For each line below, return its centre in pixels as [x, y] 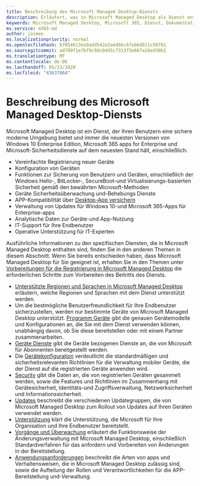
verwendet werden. [39, 413]
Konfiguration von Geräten [47, 168]
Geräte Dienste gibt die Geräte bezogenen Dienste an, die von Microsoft [103, 343]
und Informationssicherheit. [49, 394]
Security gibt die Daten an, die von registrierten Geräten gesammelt [98, 375]
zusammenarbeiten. [39, 337]
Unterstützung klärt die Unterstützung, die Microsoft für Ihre [88, 420]
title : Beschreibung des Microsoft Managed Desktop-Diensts [82, 12]
